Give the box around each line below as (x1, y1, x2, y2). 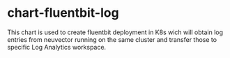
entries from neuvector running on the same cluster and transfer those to (7, 35, 217, 43)
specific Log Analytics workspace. (7, 43, 107, 51)
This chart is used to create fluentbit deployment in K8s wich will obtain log (7, 28, 224, 36)
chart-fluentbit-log (7, 5, 120, 21)
